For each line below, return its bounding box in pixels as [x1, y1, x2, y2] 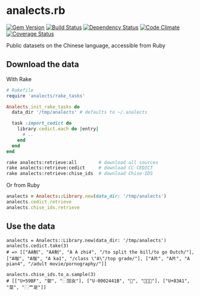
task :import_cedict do [12, 120, 72, 127]
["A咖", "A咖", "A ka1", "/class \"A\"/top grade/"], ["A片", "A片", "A [6, 255, 190, 261]
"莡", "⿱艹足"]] [6, 284, 47, 291]
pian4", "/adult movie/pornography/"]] [6, 261, 107, 267]
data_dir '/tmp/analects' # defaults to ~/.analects [12, 110, 148, 116]
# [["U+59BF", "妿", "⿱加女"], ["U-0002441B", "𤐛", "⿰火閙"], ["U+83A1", [6, 278, 190, 284]
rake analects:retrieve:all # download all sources [6, 159, 159, 165]
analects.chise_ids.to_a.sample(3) [6, 271, 96, 277]
